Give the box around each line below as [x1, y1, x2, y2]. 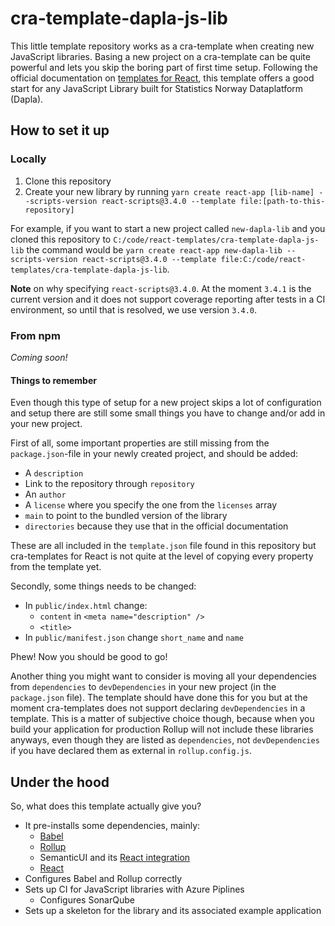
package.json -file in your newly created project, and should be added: [10, 448, 299, 460]
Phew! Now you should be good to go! [10, 651, 168, 663]
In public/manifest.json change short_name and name [24, 632, 244, 644]
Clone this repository [24, 175, 112, 187]
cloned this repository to [10, 233, 112, 245]
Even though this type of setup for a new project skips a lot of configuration [10, 397, 322, 409]
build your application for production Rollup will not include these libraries [10, 723, 314, 736]
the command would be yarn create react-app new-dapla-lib [26, 243, 283, 256]
